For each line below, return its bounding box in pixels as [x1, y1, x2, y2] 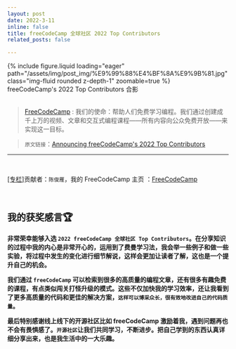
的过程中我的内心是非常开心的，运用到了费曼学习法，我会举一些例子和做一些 [7, 243, 229, 251]
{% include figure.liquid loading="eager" [7, 62, 125, 70]
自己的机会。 [13, 261, 51, 269]
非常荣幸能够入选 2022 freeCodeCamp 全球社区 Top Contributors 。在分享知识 [7, 234, 226, 242]
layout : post [7, 10, 46, 18]
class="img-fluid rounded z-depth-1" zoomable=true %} [7, 77, 171, 85]
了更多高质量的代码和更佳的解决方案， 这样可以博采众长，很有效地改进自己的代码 [7, 293, 223, 301]
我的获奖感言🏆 [7, 211, 74, 223]
